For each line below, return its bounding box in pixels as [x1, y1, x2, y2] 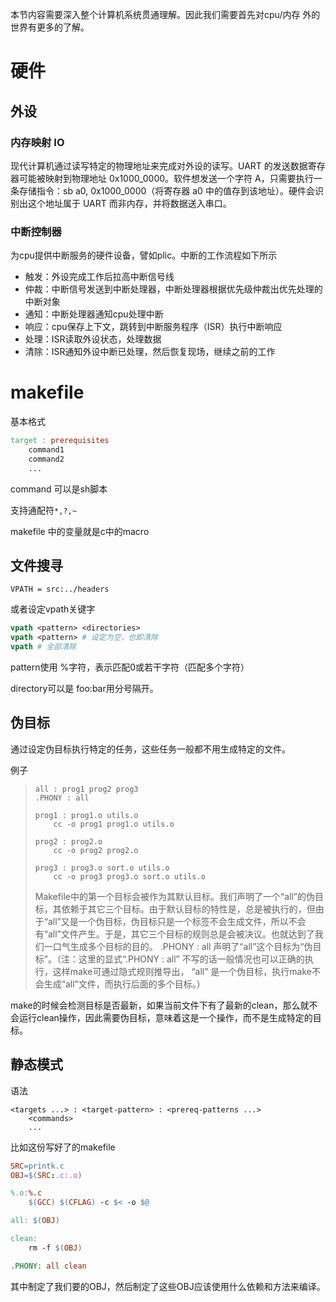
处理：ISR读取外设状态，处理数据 [24, 333, 162, 345]
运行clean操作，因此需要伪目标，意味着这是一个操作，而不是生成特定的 [18, 1011, 313, 1023]
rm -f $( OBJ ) [28, 1243, 83, 1253]
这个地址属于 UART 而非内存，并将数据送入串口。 [27, 197, 232, 209]
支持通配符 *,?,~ [10, 504, 77, 516]
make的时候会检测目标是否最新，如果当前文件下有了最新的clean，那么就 [10, 999, 310, 1011]
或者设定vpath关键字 [10, 603, 96, 615]
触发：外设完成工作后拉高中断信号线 [24, 271, 175, 283]
